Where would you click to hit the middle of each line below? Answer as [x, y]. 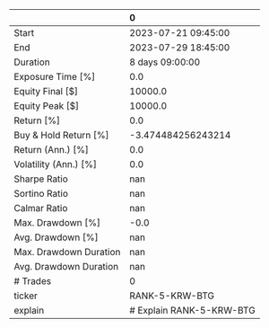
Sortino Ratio [41, 194]
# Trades [33, 281]
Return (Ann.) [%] [52, 150]
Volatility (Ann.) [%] [55, 164]
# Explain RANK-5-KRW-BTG [192, 310]
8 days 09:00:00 [165, 62]
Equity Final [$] [46, 91]
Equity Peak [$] [47, 106]
